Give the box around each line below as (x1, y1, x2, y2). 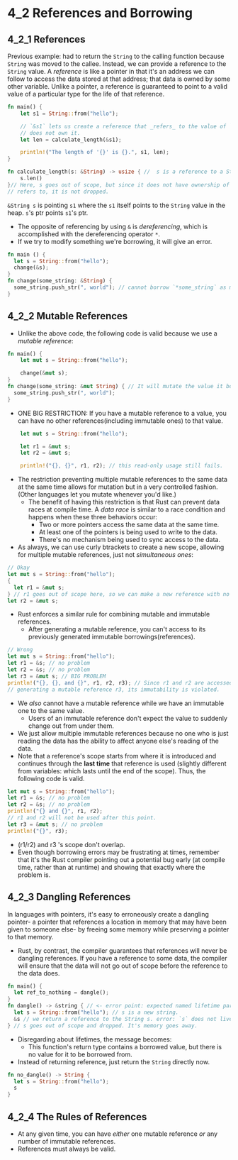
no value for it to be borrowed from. (28, 1050, 132, 1059)
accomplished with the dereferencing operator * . (17, 229, 161, 238)
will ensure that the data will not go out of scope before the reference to (17, 961, 228, 970)
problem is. (17, 871, 51, 879)
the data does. (17, 968, 60, 977)
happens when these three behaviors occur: (28, 513, 158, 521)
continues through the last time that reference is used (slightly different (17, 759, 227, 768)
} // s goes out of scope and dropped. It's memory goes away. (7, 1022, 198, 1029)
